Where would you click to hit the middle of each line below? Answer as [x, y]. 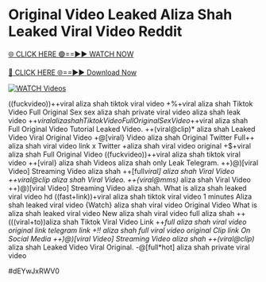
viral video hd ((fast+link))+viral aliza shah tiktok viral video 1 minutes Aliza [130, 196]
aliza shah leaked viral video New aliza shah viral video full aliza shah [121, 213]
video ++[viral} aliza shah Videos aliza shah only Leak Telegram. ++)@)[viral [133, 162]
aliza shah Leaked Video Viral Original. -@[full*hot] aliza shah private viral [129, 247]
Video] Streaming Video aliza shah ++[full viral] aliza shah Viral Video [121, 171]
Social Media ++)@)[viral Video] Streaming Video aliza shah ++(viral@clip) [131, 238]
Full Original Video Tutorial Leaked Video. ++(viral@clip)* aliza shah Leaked [132, 129]
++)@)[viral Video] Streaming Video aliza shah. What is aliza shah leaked [128, 187]
